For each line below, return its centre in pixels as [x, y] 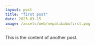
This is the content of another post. [41, 38]
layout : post [19, 10]
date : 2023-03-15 [23, 19]
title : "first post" [27, 14]
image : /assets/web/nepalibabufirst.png [48, 23]
